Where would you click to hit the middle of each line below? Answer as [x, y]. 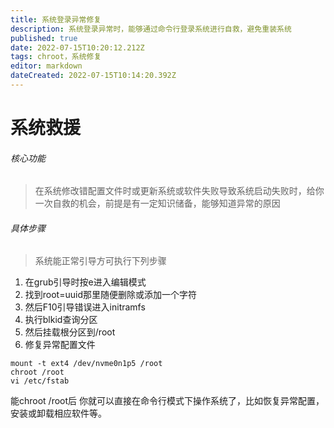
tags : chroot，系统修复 [56, 57]
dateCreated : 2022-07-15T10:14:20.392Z [93, 76]
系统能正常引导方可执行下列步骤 [100, 261]
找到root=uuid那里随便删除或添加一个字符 [110, 295]
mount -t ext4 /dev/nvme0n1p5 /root [86, 364]
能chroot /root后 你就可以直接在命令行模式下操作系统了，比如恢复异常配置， [167, 401]
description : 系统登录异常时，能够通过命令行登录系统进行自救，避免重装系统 [151, 29]
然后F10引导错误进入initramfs [85, 307]
